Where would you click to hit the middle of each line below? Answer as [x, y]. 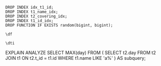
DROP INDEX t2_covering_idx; [36, 16]
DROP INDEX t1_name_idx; [32, 12]
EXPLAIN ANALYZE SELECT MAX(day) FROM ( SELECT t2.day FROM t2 [80, 53]
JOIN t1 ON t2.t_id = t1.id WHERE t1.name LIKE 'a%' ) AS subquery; [75, 58]
